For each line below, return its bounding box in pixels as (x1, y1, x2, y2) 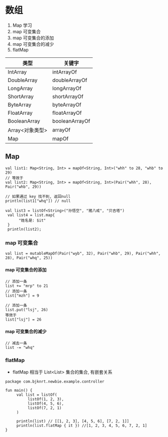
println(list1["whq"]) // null (5, 198, 71, 203)
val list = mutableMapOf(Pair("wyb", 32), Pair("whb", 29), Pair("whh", (5, 251, 161, 256)
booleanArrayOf (52, 117, 91, 124)
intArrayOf (52, 68, 77, 76)
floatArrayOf (52, 109, 82, 116)
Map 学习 (12, 22, 32, 28)
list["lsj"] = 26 (5, 317, 42, 322)
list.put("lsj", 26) (5, 308, 49, 313)
